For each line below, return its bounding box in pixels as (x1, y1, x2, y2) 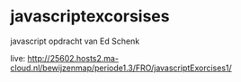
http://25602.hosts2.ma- (27, 53, 120, 63)
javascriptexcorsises (10, 6, 170, 27)
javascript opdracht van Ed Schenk (10, 36, 140, 46)
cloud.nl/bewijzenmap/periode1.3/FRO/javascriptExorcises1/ (10, 62, 232, 73)
